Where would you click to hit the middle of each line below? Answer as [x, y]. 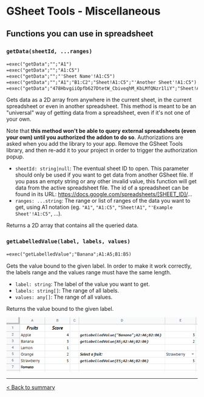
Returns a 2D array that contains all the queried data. [72, 225]
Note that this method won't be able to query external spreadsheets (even [101, 131]
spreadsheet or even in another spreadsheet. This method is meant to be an [101, 106]
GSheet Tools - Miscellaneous [83, 11]
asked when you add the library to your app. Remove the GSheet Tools [95, 143]
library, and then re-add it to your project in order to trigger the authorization [102, 150]
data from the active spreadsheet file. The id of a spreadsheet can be [102, 188]
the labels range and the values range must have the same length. [89, 273]
